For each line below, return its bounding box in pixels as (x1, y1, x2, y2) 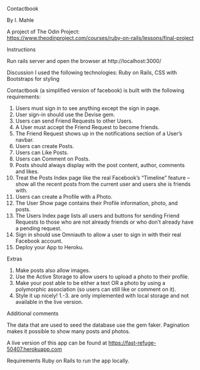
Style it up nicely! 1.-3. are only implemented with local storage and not (15, 292, 189, 299)
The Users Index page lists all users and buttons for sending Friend (15, 212, 180, 219)
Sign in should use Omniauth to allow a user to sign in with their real (15, 231, 182, 238)
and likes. (15, 168, 39, 175)
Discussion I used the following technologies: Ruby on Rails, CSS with (7, 69, 177, 76)
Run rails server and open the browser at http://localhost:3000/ (7, 58, 162, 64)
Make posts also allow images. (15, 267, 91, 274)
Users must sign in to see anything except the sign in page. (15, 105, 161, 112)
